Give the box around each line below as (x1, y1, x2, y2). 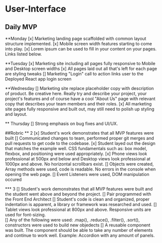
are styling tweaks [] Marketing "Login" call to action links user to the (5, 71, 144, 76)
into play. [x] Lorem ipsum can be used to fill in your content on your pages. (5, 46, 157, 52)
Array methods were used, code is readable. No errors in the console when (5, 166, 156, 172)
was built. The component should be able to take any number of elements (5, 227, 153, 233)
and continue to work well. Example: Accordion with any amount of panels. (5, 232, 155, 238)
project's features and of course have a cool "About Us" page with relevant (5, 96, 156, 102)
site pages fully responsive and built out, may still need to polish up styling (5, 106, 155, 112)
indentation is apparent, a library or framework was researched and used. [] (5, 202, 157, 207)
